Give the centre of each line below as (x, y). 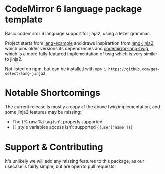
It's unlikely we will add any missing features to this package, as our (75, 161)
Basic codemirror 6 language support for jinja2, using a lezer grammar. (78, 33)
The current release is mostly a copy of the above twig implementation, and (82, 107)
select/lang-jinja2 (25, 73)
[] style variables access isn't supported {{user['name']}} (73, 127)
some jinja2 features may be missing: (43, 112)
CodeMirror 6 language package (74, 9)
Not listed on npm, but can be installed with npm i (56, 69)
